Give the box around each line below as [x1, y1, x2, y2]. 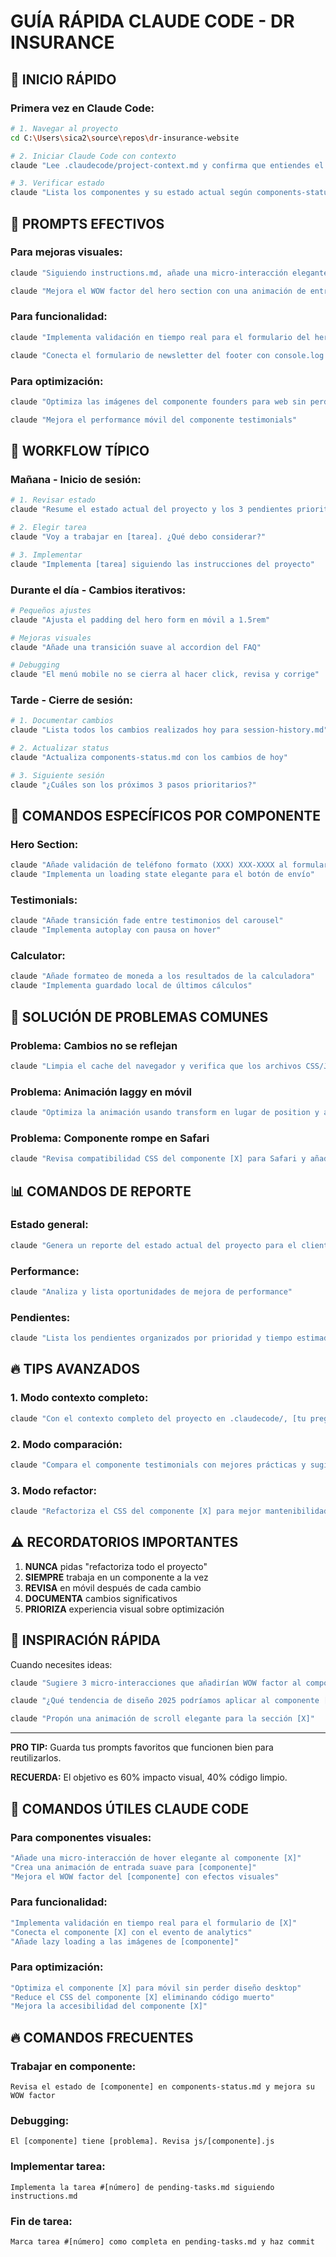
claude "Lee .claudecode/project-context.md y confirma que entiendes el [10, 160, 325, 170]
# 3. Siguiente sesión [10, 770, 105, 780]
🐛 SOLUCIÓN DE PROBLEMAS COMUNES [10, 1008, 269, 1025]
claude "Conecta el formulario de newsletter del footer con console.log [10, 350, 325, 360]
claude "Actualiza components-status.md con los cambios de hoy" [10, 753, 288, 763]
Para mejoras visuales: [10, 245, 123, 259]
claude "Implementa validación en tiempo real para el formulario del [10, 332, 311, 342]
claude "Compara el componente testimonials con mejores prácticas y [10, 1460, 307, 1470]
